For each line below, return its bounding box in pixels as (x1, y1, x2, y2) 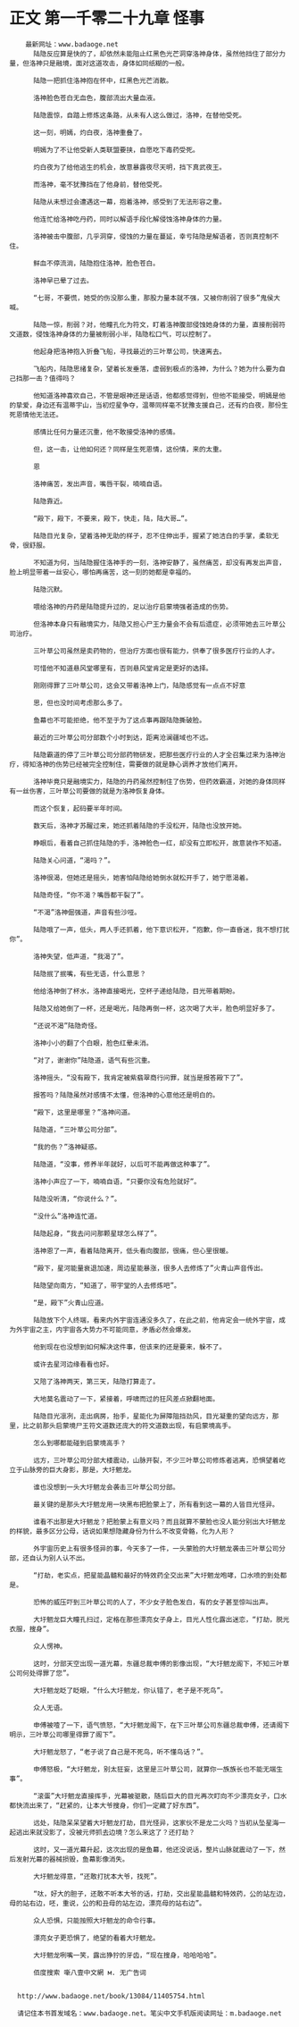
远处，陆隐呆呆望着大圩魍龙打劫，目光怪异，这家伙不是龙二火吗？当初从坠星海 (32, 1818, 279, 1828)
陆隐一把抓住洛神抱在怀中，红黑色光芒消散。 (32, 76, 173, 85)
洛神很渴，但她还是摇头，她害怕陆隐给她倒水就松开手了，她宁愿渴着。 (32, 873, 253, 882)
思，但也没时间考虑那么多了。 (32, 698, 127, 707)
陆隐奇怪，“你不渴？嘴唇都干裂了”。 (32, 890, 148, 899)
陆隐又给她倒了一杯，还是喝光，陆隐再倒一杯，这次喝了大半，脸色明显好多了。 (32, 1004, 279, 1013)
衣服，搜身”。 (9, 1624, 54, 1634)
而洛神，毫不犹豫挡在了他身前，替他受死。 (32, 180, 167, 189)
